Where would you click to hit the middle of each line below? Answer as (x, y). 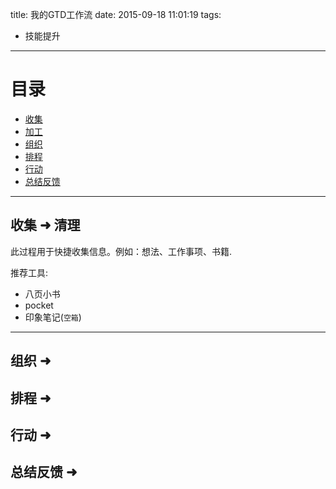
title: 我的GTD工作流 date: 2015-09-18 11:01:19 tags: (116, 14)
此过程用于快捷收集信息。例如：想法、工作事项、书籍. (121, 251)
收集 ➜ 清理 (45, 225)
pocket (39, 305)
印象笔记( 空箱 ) (53, 317)
